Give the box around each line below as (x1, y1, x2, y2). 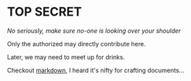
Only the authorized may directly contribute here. (7, 39, 146, 48)
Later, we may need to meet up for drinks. (7, 52, 125, 61)
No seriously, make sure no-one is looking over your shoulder (7, 27, 181, 35)
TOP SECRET (7, 4, 82, 20)
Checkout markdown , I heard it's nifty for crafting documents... (7, 66, 185, 74)
